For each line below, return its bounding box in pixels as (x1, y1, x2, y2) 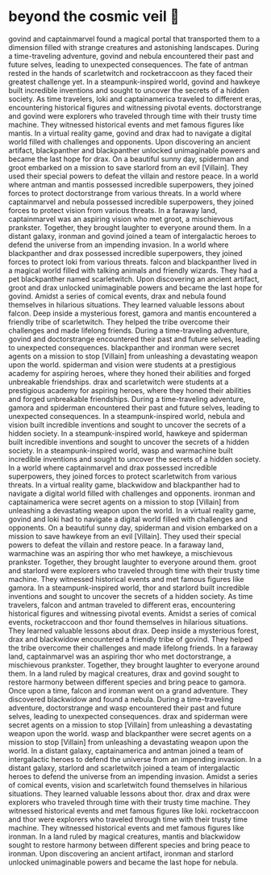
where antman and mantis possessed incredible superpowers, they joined (8, 179, 254, 189)
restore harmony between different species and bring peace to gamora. (8, 677, 247, 687)
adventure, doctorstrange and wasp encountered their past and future (8, 702, 242, 713)
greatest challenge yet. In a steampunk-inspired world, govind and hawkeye (8, 77, 261, 86)
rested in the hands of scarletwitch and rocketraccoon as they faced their (8, 68, 253, 77)
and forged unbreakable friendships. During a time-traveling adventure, (8, 394, 246, 404)
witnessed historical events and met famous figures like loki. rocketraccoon (8, 806, 260, 815)
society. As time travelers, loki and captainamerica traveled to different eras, (8, 94, 262, 103)
